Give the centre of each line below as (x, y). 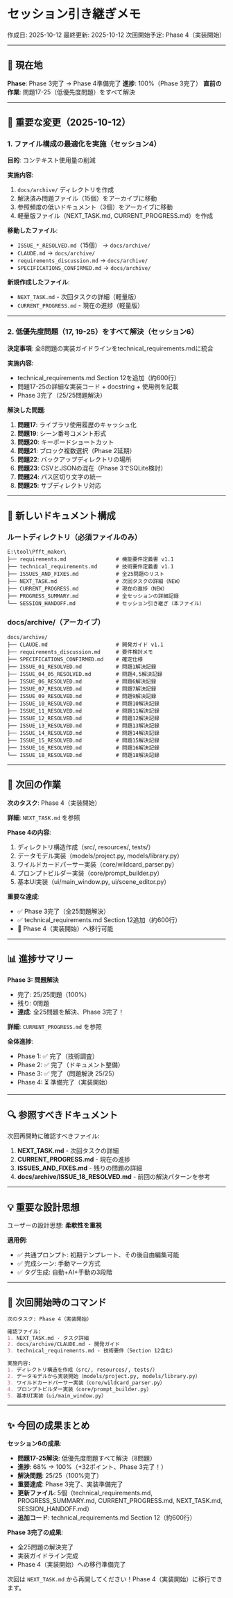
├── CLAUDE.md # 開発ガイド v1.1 (86, 645)
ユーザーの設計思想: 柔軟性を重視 (54, 1225)
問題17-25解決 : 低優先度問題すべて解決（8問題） (86, 1459)
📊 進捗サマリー (41, 959)
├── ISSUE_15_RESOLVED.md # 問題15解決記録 (83, 740)
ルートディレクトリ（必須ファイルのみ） (75, 537)
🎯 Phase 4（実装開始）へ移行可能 (65, 928)
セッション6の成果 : (35, 1443)
